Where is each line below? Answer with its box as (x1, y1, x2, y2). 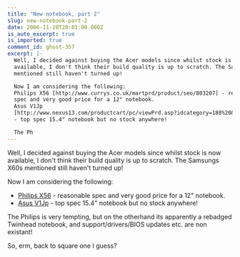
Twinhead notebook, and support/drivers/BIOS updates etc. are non (7, 220, 207, 229)
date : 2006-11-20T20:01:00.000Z (7, 23, 104, 31)
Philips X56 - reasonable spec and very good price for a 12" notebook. (17, 191, 226, 199)
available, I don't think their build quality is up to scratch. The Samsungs (7, 156, 219, 164)
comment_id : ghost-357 (7, 43, 75, 51)
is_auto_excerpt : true (7, 30, 75, 38)
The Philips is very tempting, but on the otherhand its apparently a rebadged (7, 212, 232, 221)
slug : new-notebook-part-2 (7, 17, 88, 24)
